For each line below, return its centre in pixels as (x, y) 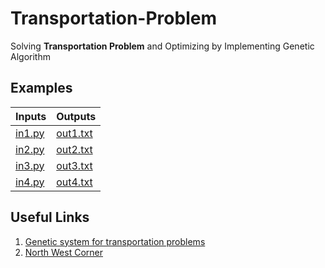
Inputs (31, 116)
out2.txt (74, 149)
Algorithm (30, 56)
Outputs (76, 116)
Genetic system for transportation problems (115, 241)
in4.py (30, 182)
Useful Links (50, 217)
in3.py (30, 165)
